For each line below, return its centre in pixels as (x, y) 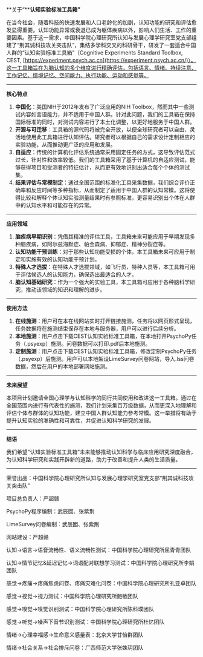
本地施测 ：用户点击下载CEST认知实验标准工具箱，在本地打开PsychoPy (103, 336)
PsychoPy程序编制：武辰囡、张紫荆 (50, 511)
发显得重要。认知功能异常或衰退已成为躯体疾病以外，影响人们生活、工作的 (99, 30)
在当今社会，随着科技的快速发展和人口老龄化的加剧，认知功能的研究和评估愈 (101, 22)
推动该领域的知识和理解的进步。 (66, 289)
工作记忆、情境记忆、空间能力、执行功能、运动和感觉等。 (78, 75)
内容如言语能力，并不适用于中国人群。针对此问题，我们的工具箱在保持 (108, 114)
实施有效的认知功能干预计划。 (63, 259)
